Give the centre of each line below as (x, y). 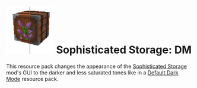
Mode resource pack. (32, 79)
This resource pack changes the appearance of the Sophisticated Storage (96, 66)
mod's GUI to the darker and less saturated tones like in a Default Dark (92, 72)
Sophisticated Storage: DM (124, 50)
